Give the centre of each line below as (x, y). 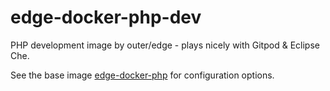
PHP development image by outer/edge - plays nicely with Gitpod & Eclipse (165, 45)
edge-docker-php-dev (106, 17)
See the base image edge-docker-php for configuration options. (142, 75)
